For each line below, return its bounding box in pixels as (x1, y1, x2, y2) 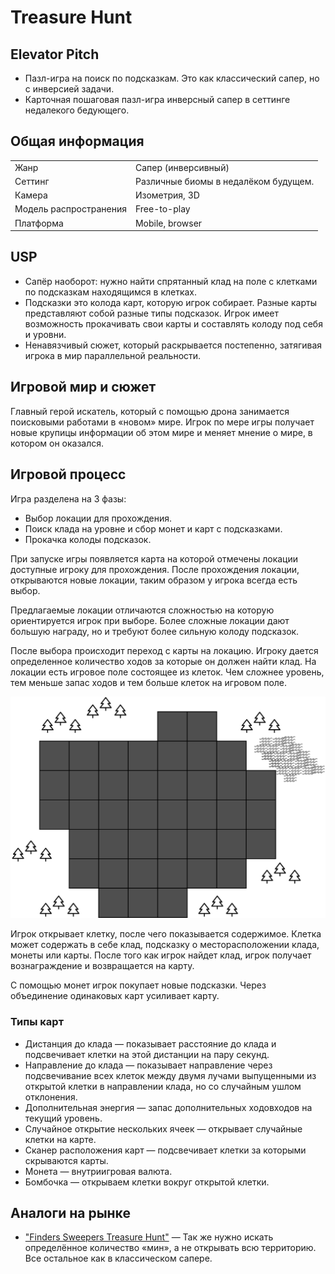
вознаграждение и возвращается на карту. (10, 960, 195, 972)
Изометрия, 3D (134, 189, 200, 201)
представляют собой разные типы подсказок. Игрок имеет (24, 307, 280, 319)
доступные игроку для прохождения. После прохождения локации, (10, 563, 300, 575)
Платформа (14, 217, 64, 229)
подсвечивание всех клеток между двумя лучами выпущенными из (24, 1069, 317, 1081)
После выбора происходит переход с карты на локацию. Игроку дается (10, 644, 319, 656)
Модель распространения (14, 203, 127, 215)
